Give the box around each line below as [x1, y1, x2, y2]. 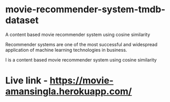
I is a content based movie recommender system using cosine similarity [5, 56, 157, 63]
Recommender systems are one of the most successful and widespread [5, 41, 158, 47]
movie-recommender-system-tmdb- [5, 4, 166, 15]
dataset [5, 14, 39, 26]
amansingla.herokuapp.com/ [5, 86, 132, 97]
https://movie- [49, 75, 114, 87]
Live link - [5, 75, 48, 87]
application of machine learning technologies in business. [5, 47, 127, 53]
